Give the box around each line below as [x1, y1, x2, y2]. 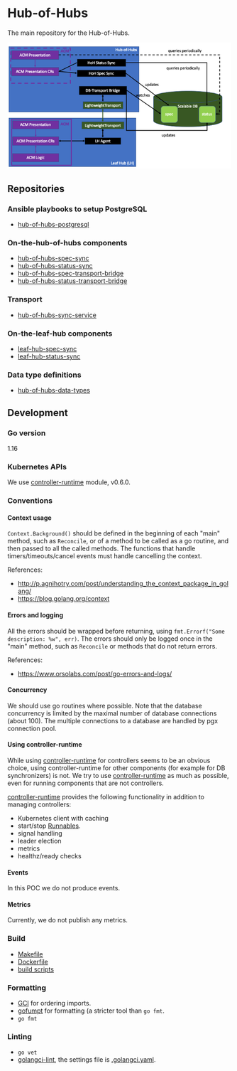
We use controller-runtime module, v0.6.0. [7, 478, 131, 486]
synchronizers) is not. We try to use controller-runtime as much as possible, [7, 772, 229, 780]
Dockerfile [17, 957, 48, 966]
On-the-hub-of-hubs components [7, 238, 128, 248]
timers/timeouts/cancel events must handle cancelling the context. [7, 552, 202, 560]
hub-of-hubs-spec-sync [17, 254, 90, 262]
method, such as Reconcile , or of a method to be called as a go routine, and [7, 537, 229, 545]
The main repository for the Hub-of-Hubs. [7, 28, 130, 37]
